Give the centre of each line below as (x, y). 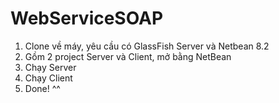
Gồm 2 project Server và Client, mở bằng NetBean (128, 56)
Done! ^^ (42, 88)
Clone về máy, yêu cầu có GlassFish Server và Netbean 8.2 (147, 46)
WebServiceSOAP (87, 18)
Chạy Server (50, 67)
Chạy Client (48, 78)
